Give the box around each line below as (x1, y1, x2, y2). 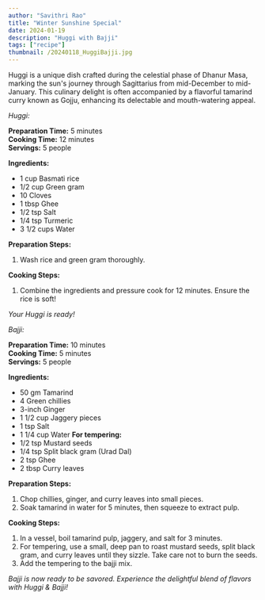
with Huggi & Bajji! (8, 583, 69, 591)
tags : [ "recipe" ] (8, 41, 66, 49)
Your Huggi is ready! (8, 310, 75, 319)
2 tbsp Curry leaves (19, 464, 85, 472)
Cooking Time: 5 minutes (8, 349, 92, 357)
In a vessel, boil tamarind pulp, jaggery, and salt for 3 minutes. (19, 533, 223, 543)
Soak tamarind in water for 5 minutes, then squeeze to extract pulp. (19, 503, 240, 512)
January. (8, 87, 37, 96)
